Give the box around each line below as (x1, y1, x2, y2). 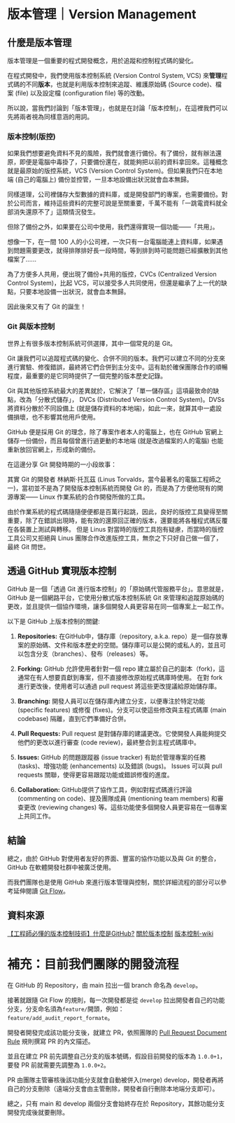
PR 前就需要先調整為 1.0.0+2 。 (20, 1061, 110, 1069)
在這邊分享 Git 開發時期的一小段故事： (7, 460, 117, 469)
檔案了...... (7, 255, 37, 264)
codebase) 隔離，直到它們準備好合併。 (17, 715, 131, 723)
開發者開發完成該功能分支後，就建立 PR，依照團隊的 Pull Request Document (7, 1028, 227, 1037)
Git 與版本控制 (7, 322, 55, 332)
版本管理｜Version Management (7, 6, 197, 22)
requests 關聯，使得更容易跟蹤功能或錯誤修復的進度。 (17, 771, 173, 779)
